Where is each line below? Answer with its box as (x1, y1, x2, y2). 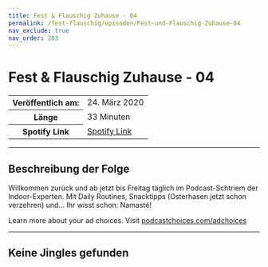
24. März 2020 (87, 97, 144, 108)
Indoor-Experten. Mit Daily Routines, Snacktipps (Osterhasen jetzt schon (8, 192, 247, 201)
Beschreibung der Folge (8, 161, 130, 176)
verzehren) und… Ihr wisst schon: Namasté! (8, 201, 152, 209)
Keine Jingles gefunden (8, 246, 129, 260)
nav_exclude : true (8, 26, 69, 34)
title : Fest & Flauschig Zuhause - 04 (8, 11, 137, 20)
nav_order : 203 (8, 34, 59, 42)
